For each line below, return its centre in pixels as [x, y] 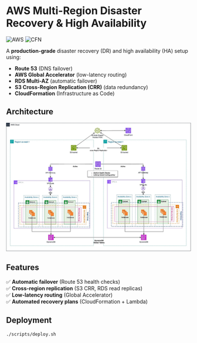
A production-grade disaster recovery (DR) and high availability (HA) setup [97, 50]
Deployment [29, 320]
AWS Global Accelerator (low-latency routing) [71, 74]
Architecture [30, 112]
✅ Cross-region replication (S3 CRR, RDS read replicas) [74, 288]
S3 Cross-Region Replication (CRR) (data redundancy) [81, 87]
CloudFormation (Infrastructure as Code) [64, 93]
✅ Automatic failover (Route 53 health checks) [63, 281]
